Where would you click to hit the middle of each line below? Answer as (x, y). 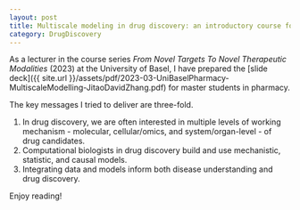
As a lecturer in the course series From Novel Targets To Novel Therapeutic (148, 60)
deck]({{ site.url (38, 78)
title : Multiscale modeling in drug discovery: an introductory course (145, 26)
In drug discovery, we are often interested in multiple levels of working (151, 122)
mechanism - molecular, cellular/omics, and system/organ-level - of (147, 132)
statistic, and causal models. (75, 160)
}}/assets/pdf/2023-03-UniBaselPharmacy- (149, 78)
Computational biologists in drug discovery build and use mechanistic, (151, 150)
